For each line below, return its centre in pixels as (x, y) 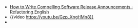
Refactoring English (29, 12)
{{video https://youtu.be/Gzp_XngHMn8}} (51, 17)
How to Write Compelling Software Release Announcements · (71, 7)
